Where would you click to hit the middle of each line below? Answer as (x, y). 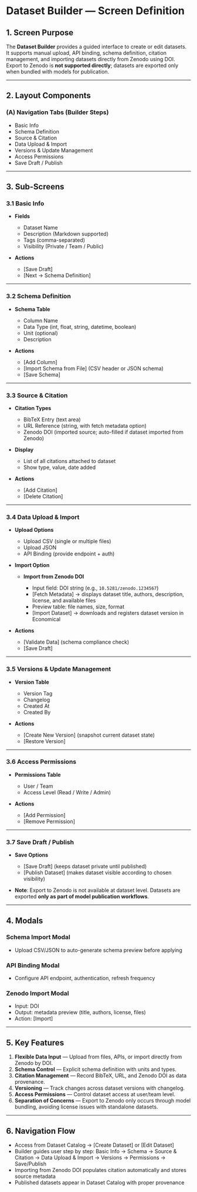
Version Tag (38, 693)
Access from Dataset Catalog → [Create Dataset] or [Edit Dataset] (94, 1145)
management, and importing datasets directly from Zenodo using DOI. (91, 59)
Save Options (31, 855)
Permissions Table (38, 774)
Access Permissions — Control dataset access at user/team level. (95, 1094)
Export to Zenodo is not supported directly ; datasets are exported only (92, 65)
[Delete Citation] (43, 496)
